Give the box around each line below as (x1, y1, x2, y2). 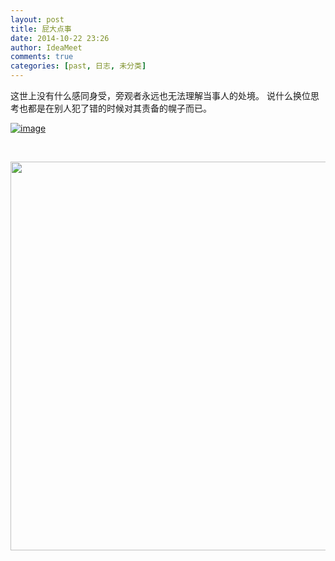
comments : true (10, 52, 74, 62)
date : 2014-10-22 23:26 (10, 33, 110, 43)
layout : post (10, 14, 65, 25)
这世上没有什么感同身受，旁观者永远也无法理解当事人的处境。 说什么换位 (10, 90, 311, 101)
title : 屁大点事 (10, 24, 72, 34)
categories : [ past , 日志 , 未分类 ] (10, 61, 147, 71)
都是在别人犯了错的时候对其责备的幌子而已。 (27, 102, 212, 114)
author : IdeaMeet (10, 42, 83, 53)
